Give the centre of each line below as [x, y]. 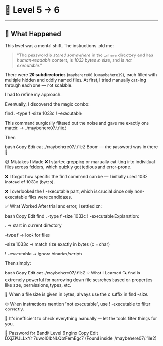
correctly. [15, 309]
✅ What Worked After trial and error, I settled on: [54, 206]
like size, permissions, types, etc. [38, 285]
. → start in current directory [33, 225]
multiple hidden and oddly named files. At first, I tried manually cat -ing [76, 80]
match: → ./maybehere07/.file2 [36, 128]
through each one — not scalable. [39, 85]
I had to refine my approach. [33, 94]
